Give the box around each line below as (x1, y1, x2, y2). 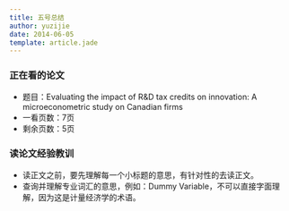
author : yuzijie (9, 21, 70, 30)
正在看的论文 (9, 69, 66, 81)
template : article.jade (9, 38, 99, 47)
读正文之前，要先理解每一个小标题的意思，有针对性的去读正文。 (22, 169, 258, 180)
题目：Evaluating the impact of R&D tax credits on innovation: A (22, 91, 258, 102)
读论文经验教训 (9, 148, 74, 160)
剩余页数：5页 (22, 122, 75, 134)
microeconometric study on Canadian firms (22, 101, 184, 112)
